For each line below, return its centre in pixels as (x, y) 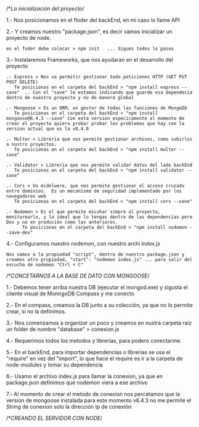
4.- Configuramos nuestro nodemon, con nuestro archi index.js (83, 243)
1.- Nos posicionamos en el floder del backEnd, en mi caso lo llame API (93, 20)
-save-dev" (20, 232)
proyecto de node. (29, 38)
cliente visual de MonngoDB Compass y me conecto (70, 294)
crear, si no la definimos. (36, 311)
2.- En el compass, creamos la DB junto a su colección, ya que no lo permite (99, 305)
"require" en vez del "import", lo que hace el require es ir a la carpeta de (94, 359)
